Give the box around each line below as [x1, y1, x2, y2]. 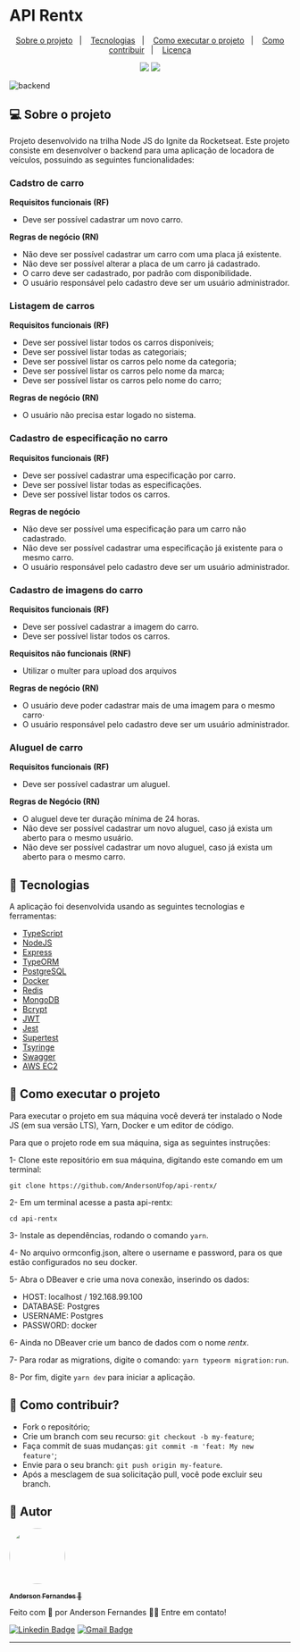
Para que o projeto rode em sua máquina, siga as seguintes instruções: [9, 1136, 271, 1148]
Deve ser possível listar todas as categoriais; [21, 347, 187, 357]
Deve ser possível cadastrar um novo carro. [21, 214, 183, 225]
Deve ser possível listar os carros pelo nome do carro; [21, 375, 221, 386]
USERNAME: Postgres [21, 1310, 104, 1321]
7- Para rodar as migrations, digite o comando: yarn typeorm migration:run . [9, 1354, 289, 1365]
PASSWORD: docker [21, 1320, 97, 1330]
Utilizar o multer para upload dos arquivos [21, 665, 177, 675]
